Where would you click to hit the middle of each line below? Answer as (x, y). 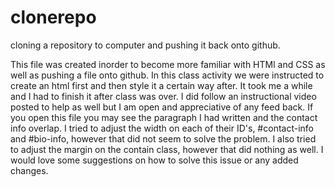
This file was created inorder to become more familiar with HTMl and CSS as (168, 64)
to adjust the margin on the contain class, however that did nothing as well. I (167, 149)
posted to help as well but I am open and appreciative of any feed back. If (162, 107)
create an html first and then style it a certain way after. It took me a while (161, 85)
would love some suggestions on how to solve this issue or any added (154, 160)
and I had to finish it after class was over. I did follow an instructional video (163, 96)
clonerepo (53, 17)
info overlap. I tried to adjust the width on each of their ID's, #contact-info (162, 128)
